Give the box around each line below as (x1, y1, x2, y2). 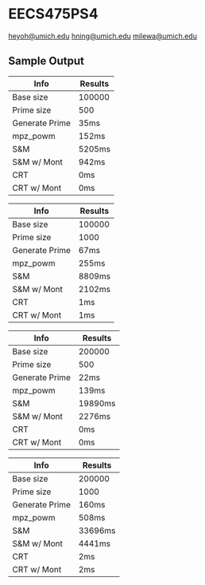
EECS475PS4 (8, 5, 99, 23)
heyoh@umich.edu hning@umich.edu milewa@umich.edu (8, 31, 197, 41)
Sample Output (8, 54, 85, 68)
